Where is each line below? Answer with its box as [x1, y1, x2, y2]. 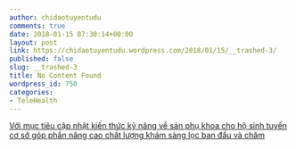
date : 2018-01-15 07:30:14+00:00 [9, 29, 134, 38]
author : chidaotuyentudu [9, 12, 102, 22]
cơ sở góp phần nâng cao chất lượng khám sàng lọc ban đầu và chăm [9, 130, 266, 141]
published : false [9, 54, 74, 63]
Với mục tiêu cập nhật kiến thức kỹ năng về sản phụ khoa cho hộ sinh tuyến [9, 120, 288, 131]
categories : [9, 87, 53, 96]
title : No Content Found [9, 71, 102, 80]
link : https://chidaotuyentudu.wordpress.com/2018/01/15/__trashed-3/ [9, 46, 277, 55]
